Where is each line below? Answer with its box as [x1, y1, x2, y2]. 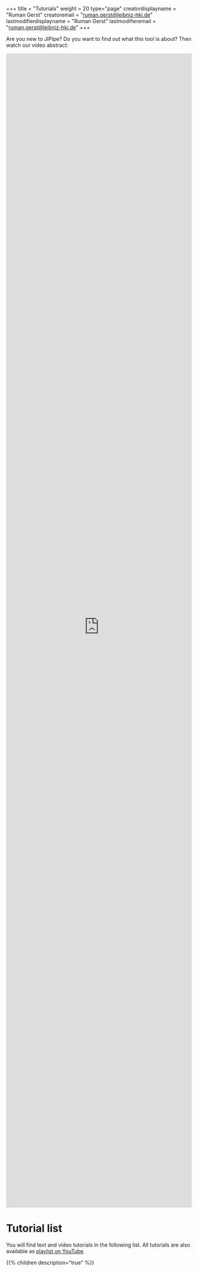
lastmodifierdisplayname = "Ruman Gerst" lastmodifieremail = [6, 18, 156, 24]
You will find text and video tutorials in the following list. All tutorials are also [6, 1241, 190, 1248]
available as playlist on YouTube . [6, 1247, 85, 1254]
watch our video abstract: [6, 41, 69, 49]
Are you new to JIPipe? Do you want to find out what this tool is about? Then [6, 36, 192, 42]
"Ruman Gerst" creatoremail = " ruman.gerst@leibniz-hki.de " [6, 11, 153, 18]
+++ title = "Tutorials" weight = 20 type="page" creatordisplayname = [6, 5, 177, 12]
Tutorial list [6, 1222, 62, 1235]
